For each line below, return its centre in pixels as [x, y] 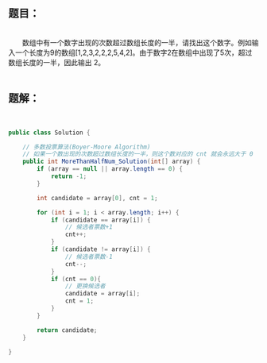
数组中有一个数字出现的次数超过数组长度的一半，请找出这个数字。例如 [137, 42]
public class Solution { [49, 133]
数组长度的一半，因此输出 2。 [57, 62]
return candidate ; [67, 330]
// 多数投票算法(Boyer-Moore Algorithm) [87, 147]
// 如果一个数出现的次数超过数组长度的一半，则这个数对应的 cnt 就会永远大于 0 [138, 154]
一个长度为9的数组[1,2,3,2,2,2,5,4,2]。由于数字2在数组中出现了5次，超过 [133, 52]
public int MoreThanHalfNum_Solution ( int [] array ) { [112, 162]
